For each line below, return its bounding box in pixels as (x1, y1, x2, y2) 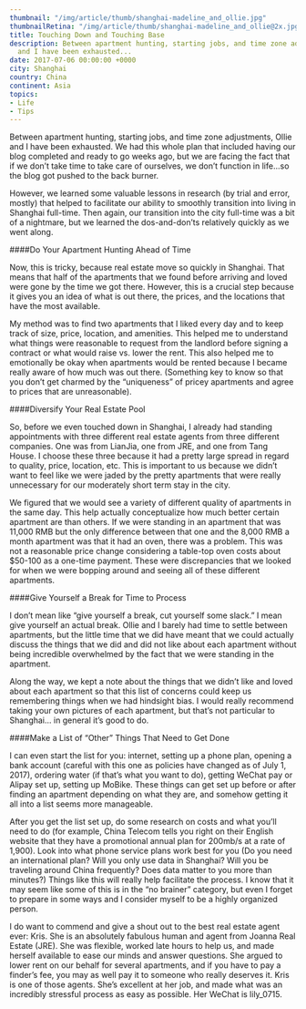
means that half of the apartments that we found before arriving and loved (9, 272, 288, 283)
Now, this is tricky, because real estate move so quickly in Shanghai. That (9, 262, 285, 273)
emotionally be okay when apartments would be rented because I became (9, 357, 288, 368)
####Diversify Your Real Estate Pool (9, 404, 146, 415)
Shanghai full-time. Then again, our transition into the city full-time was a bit (9, 207, 295, 219)
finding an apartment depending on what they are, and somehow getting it (9, 789, 289, 800)
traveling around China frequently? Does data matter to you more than (9, 865, 272, 876)
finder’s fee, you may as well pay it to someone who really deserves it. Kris (9, 970, 290, 981)
